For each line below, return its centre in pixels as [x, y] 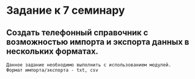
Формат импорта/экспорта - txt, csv [52, 70]
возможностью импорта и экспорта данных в [98, 42]
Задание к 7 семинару [66, 10]
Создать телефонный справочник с [77, 33]
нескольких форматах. [52, 51]
